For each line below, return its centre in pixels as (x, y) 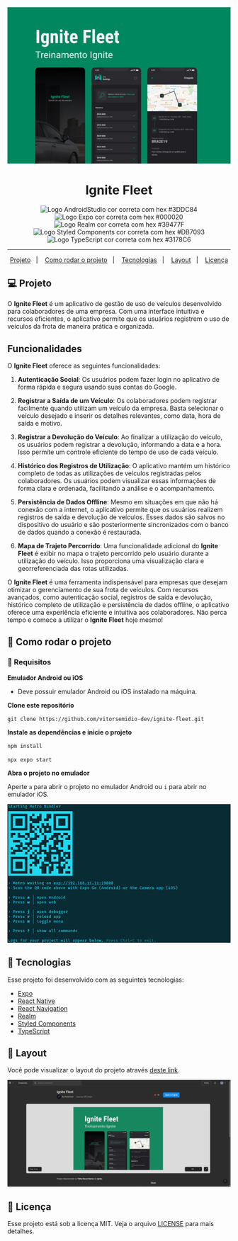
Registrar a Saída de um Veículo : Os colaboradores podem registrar (117, 400)
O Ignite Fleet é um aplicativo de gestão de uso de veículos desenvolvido (114, 304)
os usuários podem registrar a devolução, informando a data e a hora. (119, 444)
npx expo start (30, 760)
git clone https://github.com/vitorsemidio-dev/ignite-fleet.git (106, 719)
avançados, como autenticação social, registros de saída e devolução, (110, 597)
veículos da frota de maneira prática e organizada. (81, 327)
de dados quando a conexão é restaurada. (79, 532)
